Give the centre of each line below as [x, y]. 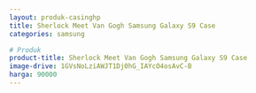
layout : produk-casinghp [55, 17]
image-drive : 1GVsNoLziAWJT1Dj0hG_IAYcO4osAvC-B [101, 66]
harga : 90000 [33, 75]
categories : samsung [47, 34]
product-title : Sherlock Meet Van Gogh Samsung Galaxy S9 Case [128, 58]
